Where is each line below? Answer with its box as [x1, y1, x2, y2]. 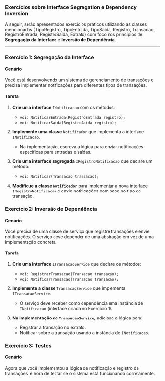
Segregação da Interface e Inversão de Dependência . [5, 37, 116, 43]
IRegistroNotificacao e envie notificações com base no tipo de [12, 188, 141, 193]
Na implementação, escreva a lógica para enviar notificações [19, 143, 144, 149]
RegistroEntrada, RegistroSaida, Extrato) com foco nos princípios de [5, 32, 143, 38]
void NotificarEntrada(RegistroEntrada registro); [19, 115, 126, 120]
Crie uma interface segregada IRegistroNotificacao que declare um [12, 158, 153, 164]
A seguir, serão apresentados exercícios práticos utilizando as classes [5, 21, 147, 27]
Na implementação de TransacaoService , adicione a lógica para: [12, 315, 143, 321]
